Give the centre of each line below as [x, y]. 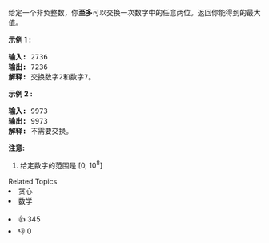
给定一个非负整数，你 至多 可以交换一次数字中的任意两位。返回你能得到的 [127, 12]
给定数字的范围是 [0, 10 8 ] [61, 165]
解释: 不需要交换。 [41, 131]
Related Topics [33, 181]
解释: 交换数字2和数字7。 [52, 77]
